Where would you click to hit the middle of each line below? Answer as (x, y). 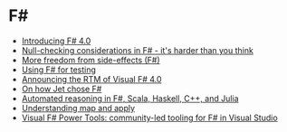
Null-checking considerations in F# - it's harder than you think (138, 50)
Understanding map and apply (78, 108)
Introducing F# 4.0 (56, 41)
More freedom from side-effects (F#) (91, 60)
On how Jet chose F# (62, 89)
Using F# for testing (59, 70)
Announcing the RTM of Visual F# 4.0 (91, 79)
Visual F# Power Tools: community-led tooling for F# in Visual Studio (149, 118)
